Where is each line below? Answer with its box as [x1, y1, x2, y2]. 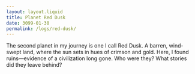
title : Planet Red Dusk [6, 14, 66, 20]
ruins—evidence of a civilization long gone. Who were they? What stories [6, 55, 187, 62]
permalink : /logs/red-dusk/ [6, 25, 77, 32]
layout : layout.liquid [6, 8, 63, 15]
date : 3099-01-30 [6, 20, 50, 26]
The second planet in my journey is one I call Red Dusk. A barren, [6, 42, 168, 49]
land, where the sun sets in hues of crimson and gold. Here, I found [22, 49, 189, 56]
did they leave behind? [6, 61, 62, 69]
